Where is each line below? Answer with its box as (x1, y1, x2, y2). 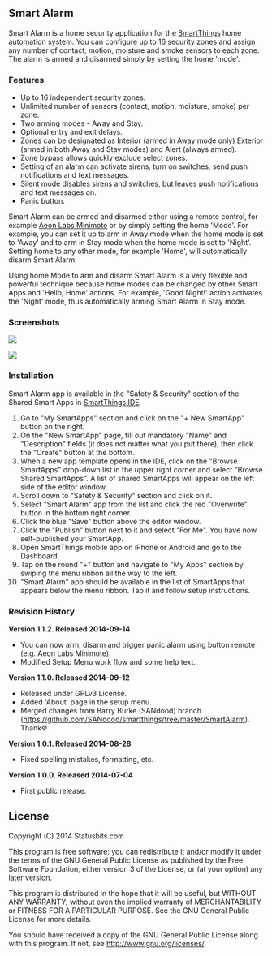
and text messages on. (19, 187, 97, 197)
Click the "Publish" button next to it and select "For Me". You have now (19, 525, 257, 535)
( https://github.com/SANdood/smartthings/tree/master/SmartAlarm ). (19, 714, 250, 724)
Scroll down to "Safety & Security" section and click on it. (19, 490, 213, 500)
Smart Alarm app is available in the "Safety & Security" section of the (8, 389, 240, 398)
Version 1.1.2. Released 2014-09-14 (8, 624, 131, 634)
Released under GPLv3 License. (19, 689, 127, 698)
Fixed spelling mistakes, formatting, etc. (19, 755, 154, 764)
